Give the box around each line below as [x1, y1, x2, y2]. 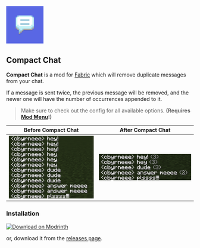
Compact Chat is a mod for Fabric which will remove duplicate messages [6, 71, 186, 78]
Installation [6, 209, 40, 218]
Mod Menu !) [20, 113, 52, 120]
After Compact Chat [119, 127, 171, 134]
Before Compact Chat [23, 127, 79, 134]
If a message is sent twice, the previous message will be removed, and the [6, 89, 189, 96]
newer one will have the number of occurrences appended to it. [6, 95, 162, 102]
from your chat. [6, 77, 45, 84]
